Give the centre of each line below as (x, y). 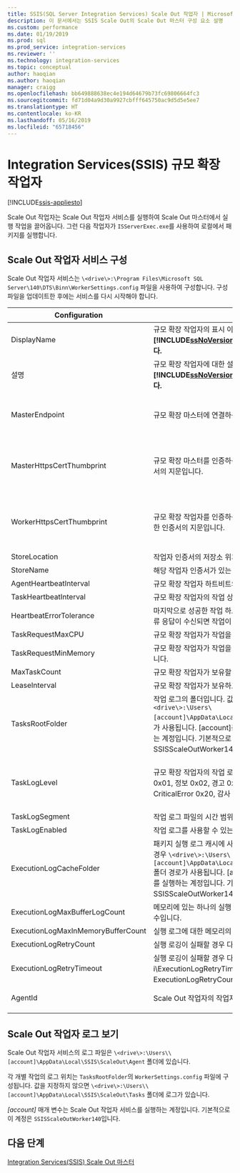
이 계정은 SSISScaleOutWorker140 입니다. (64, 1119)
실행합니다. (42, 235)
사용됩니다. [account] (197, 728)
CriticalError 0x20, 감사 (192, 794)
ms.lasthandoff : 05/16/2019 (49, 120)
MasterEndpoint (38, 415)
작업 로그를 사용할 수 (186, 831)
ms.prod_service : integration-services (67, 47)
